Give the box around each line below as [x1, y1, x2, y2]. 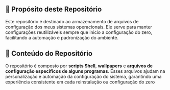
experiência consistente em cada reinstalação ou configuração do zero [5, 79, 155, 85]
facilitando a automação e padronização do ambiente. [5, 34, 119, 40]
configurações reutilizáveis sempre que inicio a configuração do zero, [5, 29, 152, 35]
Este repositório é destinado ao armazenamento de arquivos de [5, 18, 139, 24]
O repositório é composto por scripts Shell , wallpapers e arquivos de [5, 63, 153, 69]
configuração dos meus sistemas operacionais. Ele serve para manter [5, 24, 152, 30]
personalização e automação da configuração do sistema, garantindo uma [5, 73, 162, 79]
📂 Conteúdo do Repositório [5, 49, 93, 58]
